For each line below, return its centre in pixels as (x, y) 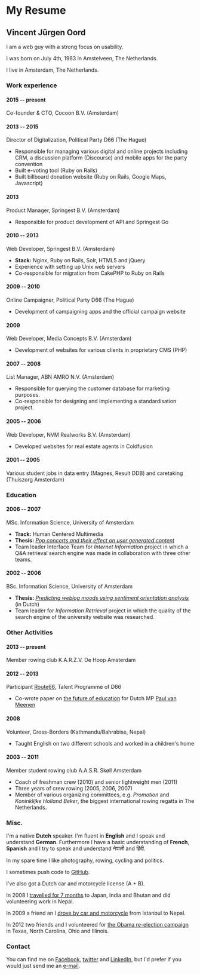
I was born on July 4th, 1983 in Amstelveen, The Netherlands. (82, 58)
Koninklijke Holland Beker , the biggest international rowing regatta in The (104, 801)
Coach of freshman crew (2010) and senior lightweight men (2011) (96, 782)
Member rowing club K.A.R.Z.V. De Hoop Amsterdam (71, 660)
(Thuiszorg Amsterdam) (35, 479)
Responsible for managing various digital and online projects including (101, 151)
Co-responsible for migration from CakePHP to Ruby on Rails (90, 273)
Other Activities (30, 632)
